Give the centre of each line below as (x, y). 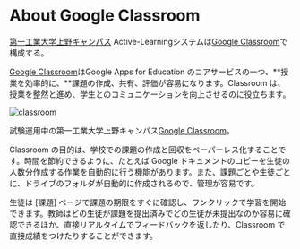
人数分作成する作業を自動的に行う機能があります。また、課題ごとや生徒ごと (150, 172)
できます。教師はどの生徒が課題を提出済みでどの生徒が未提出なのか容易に (146, 213)
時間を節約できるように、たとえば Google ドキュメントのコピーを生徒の (157, 160)
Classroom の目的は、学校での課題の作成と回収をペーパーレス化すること (144, 150)
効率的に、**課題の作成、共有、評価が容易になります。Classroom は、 (155, 82)
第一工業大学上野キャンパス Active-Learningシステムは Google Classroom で (149, 41)
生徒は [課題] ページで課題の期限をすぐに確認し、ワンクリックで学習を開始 (148, 202)
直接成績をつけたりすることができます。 (84, 236)
